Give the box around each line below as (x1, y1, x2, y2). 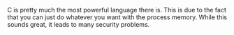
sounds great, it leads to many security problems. (7, 21, 150, 28)
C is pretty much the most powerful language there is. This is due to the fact (7, 6, 227, 14)
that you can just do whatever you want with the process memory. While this (7, 13, 228, 21)
